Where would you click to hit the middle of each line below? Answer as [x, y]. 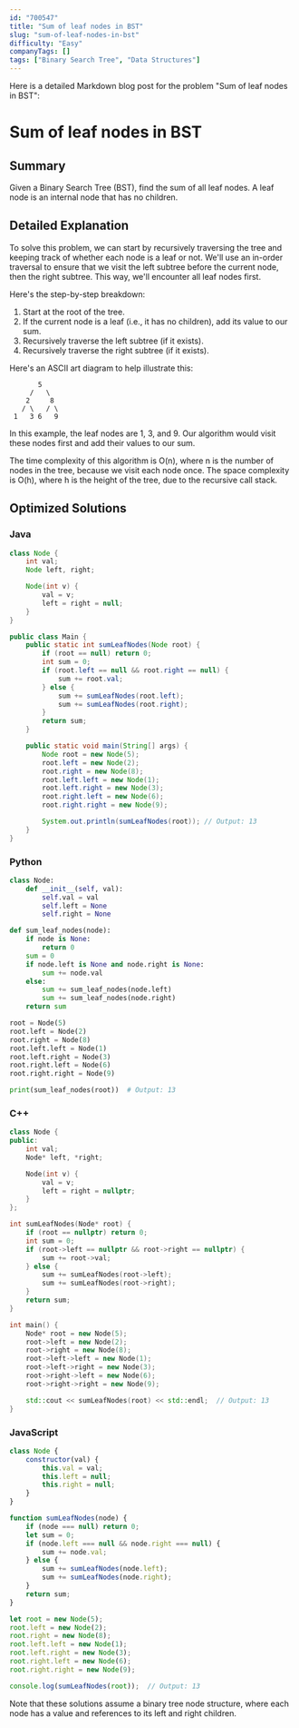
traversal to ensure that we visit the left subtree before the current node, [144, 267]
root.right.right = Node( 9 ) [63, 1074]
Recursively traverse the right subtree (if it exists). [116, 350]
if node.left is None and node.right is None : [115, 964]
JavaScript [34, 1432]
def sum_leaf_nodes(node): [60, 931]
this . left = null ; [77, 1476]
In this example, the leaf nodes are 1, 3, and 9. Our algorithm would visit [143, 433]
